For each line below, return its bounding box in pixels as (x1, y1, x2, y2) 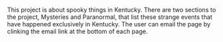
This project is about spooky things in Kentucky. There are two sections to (7, 6, 217, 14)
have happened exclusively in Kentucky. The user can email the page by (7, 20, 211, 28)
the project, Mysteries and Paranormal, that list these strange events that (7, 13, 213, 21)
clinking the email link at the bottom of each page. (7, 27, 148, 35)
